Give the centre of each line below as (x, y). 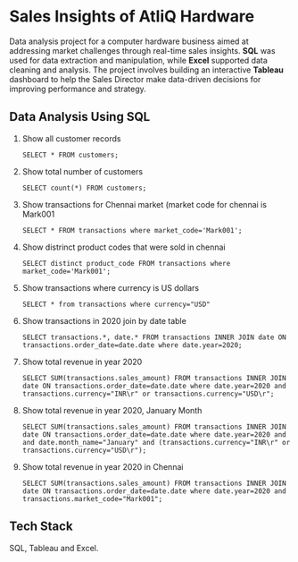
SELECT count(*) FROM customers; (84, 188)
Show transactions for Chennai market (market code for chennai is (145, 204)
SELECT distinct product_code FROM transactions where (126, 263)
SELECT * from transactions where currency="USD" (116, 304)
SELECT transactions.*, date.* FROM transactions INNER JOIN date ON (154, 337)
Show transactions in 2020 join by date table (104, 320)
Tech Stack (41, 527)
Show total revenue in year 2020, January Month (112, 410)
